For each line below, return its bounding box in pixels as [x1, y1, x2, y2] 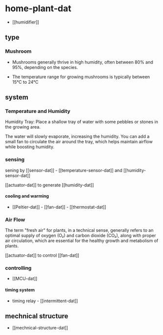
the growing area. [5, 124, 41, 130]
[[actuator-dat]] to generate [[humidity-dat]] [5, 182, 94, 188]
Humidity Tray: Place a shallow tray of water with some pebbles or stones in [5, 119, 158, 125]
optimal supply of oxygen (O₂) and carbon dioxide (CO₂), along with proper [5, 233, 156, 239]
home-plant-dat [5, 3, 71, 14]
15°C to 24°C [12, 79, 39, 85]
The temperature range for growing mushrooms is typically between [12, 74, 150, 80]
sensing [5, 156, 25, 163]
